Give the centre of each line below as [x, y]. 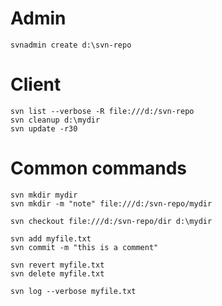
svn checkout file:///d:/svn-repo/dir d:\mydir [111, 221]
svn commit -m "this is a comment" [84, 247]
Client [36, 84]
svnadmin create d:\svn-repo [71, 45]
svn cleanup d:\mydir [55, 120]
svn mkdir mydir [44, 195]
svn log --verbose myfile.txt [73, 291]
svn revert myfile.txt [57, 265]
